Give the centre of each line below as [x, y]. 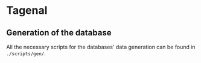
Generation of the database [59, 33]
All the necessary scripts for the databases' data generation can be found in [101, 47]
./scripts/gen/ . [26, 53]
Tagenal [27, 10]
